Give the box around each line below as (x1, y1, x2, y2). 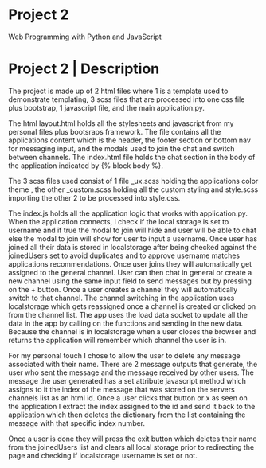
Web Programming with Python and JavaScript (8, 32, 162, 41)
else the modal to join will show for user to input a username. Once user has (8, 233, 257, 244)
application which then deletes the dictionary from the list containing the (8, 410, 246, 419)
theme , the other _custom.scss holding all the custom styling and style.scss (8, 185, 259, 194)
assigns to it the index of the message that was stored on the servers (8, 384, 235, 394)
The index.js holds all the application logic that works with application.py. (8, 209, 248, 218)
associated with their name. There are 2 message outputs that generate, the (8, 359, 258, 369)
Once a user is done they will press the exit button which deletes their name (8, 434, 257, 443)
